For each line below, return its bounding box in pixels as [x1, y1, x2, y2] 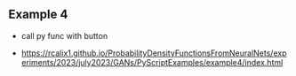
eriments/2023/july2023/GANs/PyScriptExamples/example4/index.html [20, 57, 284, 67]
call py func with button [20, 30, 108, 41]
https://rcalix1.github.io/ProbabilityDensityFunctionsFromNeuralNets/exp [20, 48, 287, 58]
